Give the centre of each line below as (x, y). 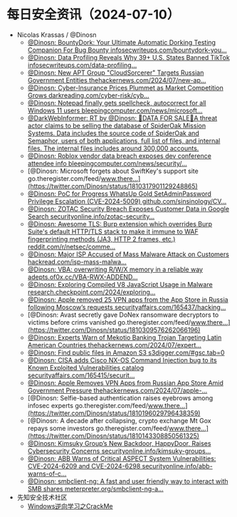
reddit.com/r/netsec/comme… (72, 246)
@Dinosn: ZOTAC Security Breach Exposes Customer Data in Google (128, 209)
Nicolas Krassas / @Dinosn (57, 35)
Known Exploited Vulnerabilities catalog (85, 367)
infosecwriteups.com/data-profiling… (82, 65)
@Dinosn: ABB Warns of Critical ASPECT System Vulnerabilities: (122, 458)
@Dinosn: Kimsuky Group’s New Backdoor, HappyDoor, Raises (119, 443)
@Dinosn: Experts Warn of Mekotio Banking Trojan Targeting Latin (125, 337)
